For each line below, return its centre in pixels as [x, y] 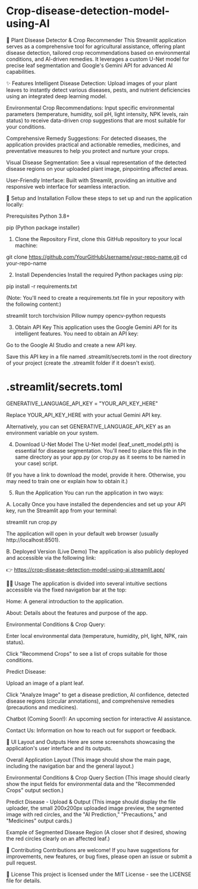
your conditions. [26, 127]
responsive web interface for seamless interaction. [68, 186]
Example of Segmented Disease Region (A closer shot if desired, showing [96, 832]
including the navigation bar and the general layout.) [70, 766]
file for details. [24, 880]
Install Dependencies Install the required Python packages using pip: [99, 274]
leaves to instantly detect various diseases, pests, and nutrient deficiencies [98, 90]
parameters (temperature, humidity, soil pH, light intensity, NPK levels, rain [97, 114]
